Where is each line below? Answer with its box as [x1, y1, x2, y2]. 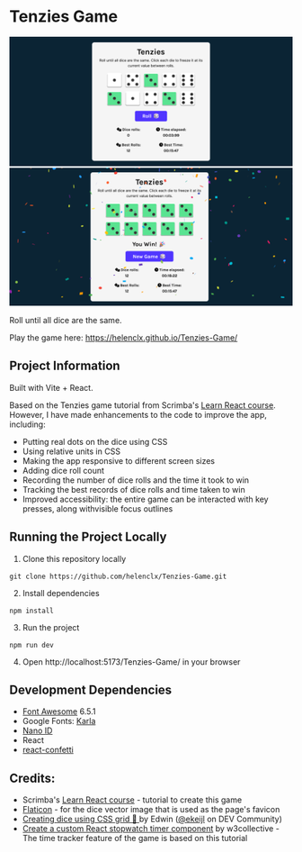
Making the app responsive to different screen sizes [22, 455, 216, 466]
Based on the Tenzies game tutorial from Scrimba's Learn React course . [9, 399, 276, 411]
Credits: [9, 770, 56, 785]
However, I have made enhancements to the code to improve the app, [9, 409, 268, 420]
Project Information [9, 358, 120, 374]
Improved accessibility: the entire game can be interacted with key [22, 494, 269, 504]
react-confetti [22, 745, 74, 756]
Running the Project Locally [9, 530, 167, 545]
